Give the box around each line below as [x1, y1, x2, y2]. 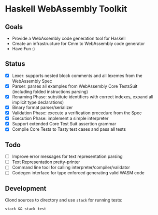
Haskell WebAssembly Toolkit [5, 3, 127, 15]
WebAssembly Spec [12, 78, 52, 84]
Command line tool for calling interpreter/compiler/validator [12, 165, 130, 170]
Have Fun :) [12, 46, 35, 51]
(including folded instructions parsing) [12, 89, 88, 94]
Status [5, 60, 26, 68]
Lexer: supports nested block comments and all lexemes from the [12, 73, 143, 78]
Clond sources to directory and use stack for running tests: [5, 197, 123, 203]
